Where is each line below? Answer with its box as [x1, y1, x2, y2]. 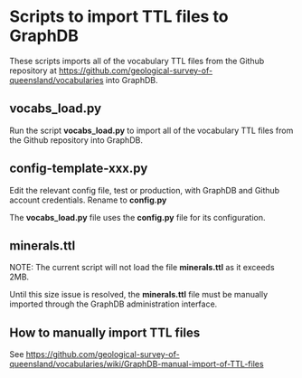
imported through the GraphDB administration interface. [9, 298, 218, 309]
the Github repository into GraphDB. [9, 134, 143, 146]
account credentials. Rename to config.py [9, 194, 167, 205]
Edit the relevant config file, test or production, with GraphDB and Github [9, 184, 280, 195]
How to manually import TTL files [9, 325, 201, 340]
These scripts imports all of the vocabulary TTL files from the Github [9, 55, 265, 66]
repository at [9, 65, 57, 76]
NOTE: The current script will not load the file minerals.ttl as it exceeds [9, 262, 275, 273]
